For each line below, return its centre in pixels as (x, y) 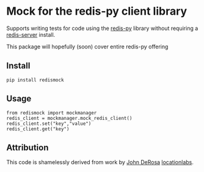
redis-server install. (31, 34)
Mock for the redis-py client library (97, 11)
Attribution (27, 147)
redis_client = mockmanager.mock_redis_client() (69, 118)
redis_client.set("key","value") (49, 124)
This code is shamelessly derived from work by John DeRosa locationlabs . (100, 162)
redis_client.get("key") (38, 129)
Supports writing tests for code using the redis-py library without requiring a (102, 28)
